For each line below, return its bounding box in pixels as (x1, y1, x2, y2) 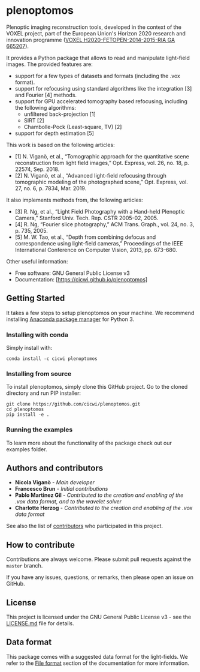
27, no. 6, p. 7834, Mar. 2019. (14, 184, 87, 192)
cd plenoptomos (6, 406, 44, 413)
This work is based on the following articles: (6, 141, 115, 148)
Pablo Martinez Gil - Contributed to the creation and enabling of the (14, 491, 184, 499)
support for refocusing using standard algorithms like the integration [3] (14, 85, 192, 92)
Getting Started (6, 293, 65, 304)
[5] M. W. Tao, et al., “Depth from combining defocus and (14, 233, 156, 241)
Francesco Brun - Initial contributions (14, 485, 108, 493)
